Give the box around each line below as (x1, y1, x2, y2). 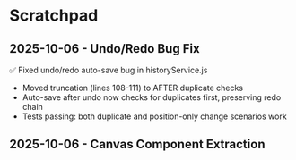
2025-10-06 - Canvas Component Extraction (9, 137, 266, 152)
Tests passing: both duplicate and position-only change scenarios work (22, 111, 287, 122)
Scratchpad (9, 5, 99, 26)
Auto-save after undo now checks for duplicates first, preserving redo (22, 92, 282, 103)
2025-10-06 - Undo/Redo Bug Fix (9, 41, 200, 56)
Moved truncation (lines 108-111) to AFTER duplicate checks (22, 82, 244, 93)
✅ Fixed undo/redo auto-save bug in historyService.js (9, 64, 208, 75)
